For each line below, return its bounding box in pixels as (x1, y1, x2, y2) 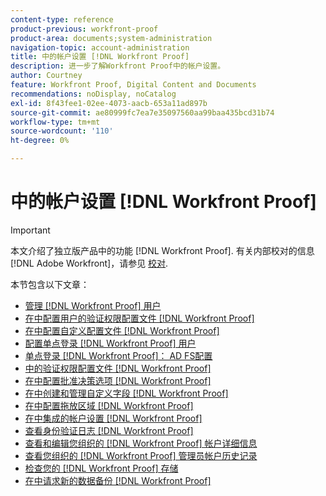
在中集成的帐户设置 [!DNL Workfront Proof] (24, 412, 203, 424)
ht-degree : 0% (10, 136, 70, 146)
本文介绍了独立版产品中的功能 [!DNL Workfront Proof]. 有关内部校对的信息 (10, 244, 315, 256)
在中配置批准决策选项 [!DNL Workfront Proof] (24, 374, 212, 386)
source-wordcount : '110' (10, 126, 114, 136)
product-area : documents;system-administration (10, 33, 213, 43)
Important (10, 224, 51, 236)
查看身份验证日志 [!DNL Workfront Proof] (24, 424, 194, 436)
